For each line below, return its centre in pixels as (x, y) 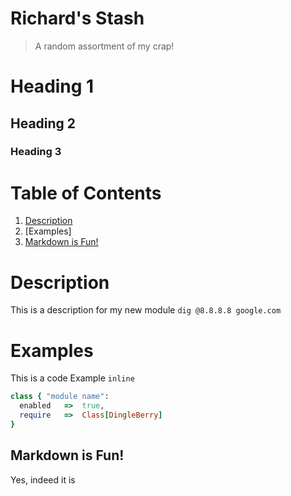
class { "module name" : (60, 397)
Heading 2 (43, 123)
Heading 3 (36, 152)
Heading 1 (52, 86)
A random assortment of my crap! (104, 46)
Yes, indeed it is (43, 479)
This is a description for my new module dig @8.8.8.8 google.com (146, 310)
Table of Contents (86, 193)
